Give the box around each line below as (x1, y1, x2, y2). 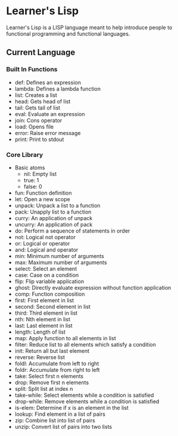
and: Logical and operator (14, 246, 79, 253)
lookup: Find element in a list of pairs (14, 410, 106, 418)
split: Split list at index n (14, 385, 73, 392)
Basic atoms (14, 164, 45, 171)
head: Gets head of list (14, 98, 71, 105)
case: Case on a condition (14, 271, 79, 278)
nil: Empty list (23, 170, 57, 177)
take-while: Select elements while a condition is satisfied (14, 391, 154, 399)
